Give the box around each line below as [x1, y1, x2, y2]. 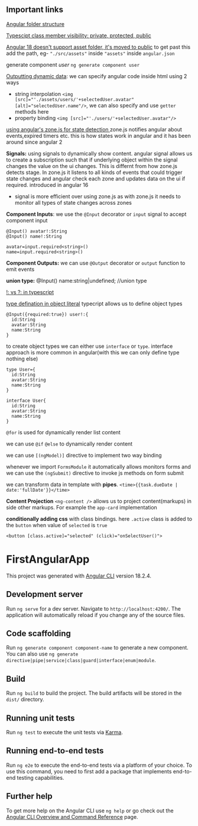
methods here [14, 108, 49, 115]
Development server [6, 589, 83, 599]
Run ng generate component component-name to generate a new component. [6, 644, 189, 651]
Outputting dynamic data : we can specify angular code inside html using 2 [6, 72, 187, 79]
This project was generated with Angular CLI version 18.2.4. [6, 572, 152, 579]
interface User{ [6, 398, 46, 404]
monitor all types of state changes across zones [14, 199, 132, 206]
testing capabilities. [17, 774, 64, 781]
